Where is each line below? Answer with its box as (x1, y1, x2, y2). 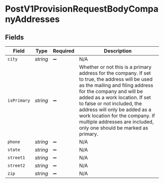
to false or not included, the (79, 100, 143, 107)
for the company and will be (79, 88, 143, 94)
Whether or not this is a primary (79, 64, 152, 70)
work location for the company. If (79, 112, 155, 119)
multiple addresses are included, (79, 118, 154, 125)
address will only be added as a (79, 106, 151, 113)
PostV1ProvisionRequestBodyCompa (5, 3, 159, 15)
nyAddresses (5, 14, 60, 25)
